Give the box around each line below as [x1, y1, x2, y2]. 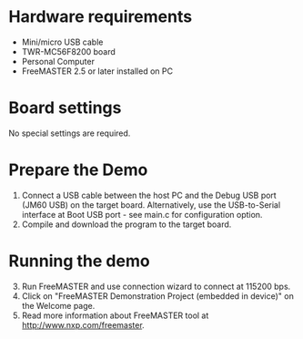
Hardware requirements [8, 6, 193, 27]
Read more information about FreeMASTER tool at [21, 310, 209, 321]
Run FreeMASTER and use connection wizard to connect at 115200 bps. [21, 281, 291, 292]
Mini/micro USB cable [21, 36, 104, 47]
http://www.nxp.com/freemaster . [21, 319, 145, 330]
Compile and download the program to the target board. [21, 219, 232, 230]
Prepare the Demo [8, 159, 148, 180]
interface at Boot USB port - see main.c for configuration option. [21, 209, 263, 220]
